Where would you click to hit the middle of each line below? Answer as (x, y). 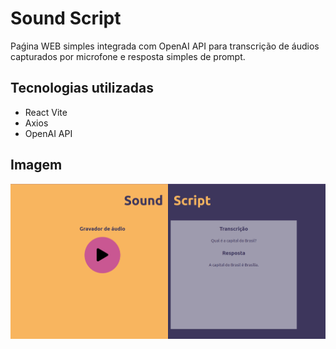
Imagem (36, 165)
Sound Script (66, 18)
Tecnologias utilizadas (82, 88)
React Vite (46, 112)
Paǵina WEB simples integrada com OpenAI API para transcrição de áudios (165, 46)
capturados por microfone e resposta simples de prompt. (128, 56)
